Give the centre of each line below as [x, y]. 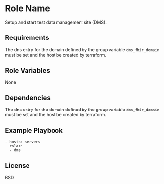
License [17, 166]
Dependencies [28, 97]
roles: [16, 146]
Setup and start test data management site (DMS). [56, 22]
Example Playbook [34, 130]
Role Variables [27, 70]
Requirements [27, 38]
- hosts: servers [23, 142]
